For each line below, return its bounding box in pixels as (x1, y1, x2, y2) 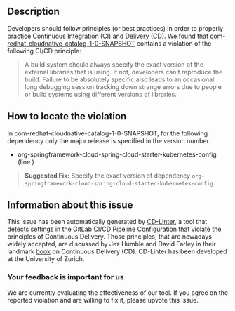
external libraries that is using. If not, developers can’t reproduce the (24, 67, 223, 76)
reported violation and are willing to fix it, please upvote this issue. (7, 296, 199, 304)
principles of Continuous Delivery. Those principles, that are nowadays (7, 232, 213, 241)
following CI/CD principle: (7, 46, 82, 55)
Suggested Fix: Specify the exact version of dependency (24, 171, 191, 180)
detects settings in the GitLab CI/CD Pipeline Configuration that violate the (7, 225, 222, 234)
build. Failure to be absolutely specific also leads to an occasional (24, 75, 215, 84)
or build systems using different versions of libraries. (24, 90, 177, 98)
